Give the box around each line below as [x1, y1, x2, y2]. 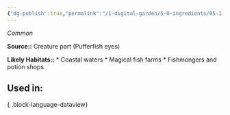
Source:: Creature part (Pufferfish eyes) [7, 42, 120, 50]
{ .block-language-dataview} [7, 101, 88, 109]
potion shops [7, 62, 44, 71]
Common [7, 29, 33, 37]
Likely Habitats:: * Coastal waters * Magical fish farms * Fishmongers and [7, 55, 217, 64]
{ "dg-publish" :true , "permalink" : [7, 10, 103, 17]
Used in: [7, 83, 43, 94]
